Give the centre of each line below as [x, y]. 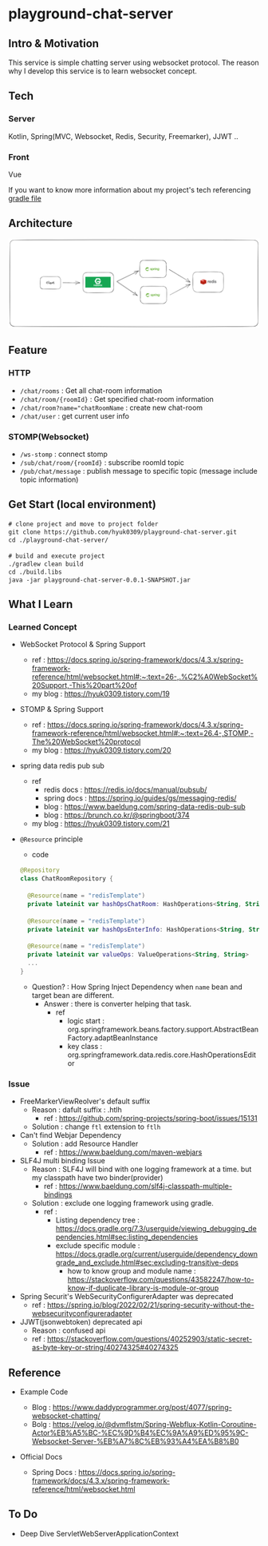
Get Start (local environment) [83, 505]
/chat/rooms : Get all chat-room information [91, 390]
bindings [58, 1194]
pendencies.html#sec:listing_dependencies [127, 1237]
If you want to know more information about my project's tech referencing [130, 189]
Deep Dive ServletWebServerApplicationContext [99, 1533]
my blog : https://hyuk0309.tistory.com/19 [100, 694]
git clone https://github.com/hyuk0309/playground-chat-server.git [123, 532]
